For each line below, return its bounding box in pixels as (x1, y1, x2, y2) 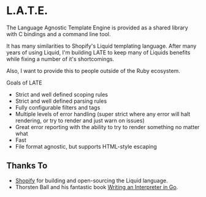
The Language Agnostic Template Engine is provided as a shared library (6, 24, 188, 31)
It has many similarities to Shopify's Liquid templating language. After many (6, 42, 197, 50)
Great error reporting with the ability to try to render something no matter (15, 123, 200, 130)
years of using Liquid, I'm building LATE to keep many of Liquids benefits (6, 48, 191, 56)
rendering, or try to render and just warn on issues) (15, 117, 145, 124)
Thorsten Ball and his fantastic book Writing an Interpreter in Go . (15, 183, 178, 190)
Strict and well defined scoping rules (15, 91, 109, 98)
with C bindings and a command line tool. (6, 30, 112, 37)
